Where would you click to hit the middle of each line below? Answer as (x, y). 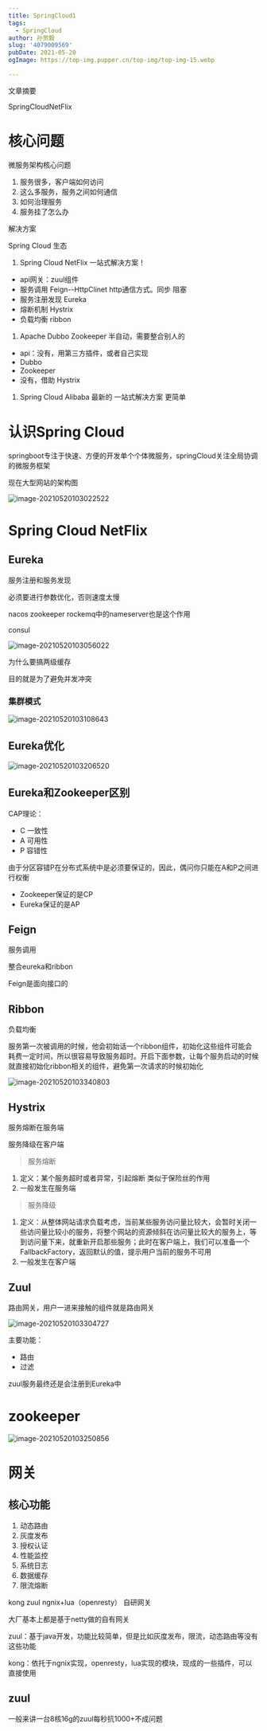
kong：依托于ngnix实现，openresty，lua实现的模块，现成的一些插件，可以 (130, 1662)
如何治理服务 (41, 202)
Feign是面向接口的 (39, 984)
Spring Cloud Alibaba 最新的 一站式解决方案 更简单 (103, 397)
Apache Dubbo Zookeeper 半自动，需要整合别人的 (102, 336)
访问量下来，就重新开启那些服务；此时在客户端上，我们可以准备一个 (138, 1242)
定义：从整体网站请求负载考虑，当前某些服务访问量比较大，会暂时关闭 (135, 1222)
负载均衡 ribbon (45, 319)
